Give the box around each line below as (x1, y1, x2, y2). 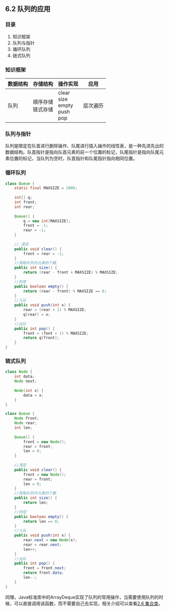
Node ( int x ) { (14, 388, 44, 393)
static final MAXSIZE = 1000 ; (14, 186, 78, 191)
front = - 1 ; (23, 223, 49, 228)
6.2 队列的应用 (5, 5, 51, 14)
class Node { (5, 369, 33, 374)
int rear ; (14, 204, 35, 209)
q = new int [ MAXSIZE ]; (23, 218, 71, 223)
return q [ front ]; (23, 335, 59, 341)
